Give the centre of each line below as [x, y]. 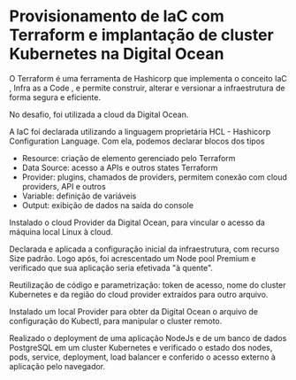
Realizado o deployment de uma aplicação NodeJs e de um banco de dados [148, 337]
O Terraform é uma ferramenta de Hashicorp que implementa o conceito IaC [148, 78]
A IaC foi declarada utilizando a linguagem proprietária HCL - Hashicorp [140, 131]
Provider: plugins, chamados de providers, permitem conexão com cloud [154, 177]
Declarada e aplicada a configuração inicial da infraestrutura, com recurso [144, 249]
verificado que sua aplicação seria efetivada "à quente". [111, 268]
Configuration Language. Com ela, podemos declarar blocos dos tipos [137, 141]
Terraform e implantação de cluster [141, 35]
